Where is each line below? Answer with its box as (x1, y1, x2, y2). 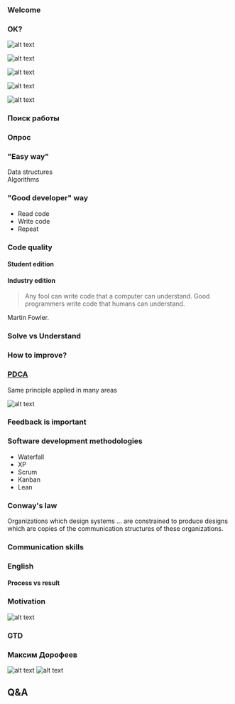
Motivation (7, 596, 46, 606)
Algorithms (7, 175, 40, 184)
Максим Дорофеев (7, 650, 78, 660)
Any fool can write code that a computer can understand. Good (24, 292, 210, 301)
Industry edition (7, 276, 56, 284)
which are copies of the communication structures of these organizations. (7, 524, 224, 533)
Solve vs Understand (7, 331, 82, 341)
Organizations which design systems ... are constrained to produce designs (7, 517, 229, 525)
